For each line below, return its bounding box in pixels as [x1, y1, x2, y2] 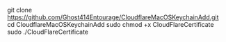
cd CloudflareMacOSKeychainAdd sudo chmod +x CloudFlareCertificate [7, 21, 214, 28]
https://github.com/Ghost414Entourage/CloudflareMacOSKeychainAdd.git [7, 13, 219, 21]
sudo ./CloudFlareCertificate [7, 28, 89, 36]
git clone [7, 6, 33, 14]
